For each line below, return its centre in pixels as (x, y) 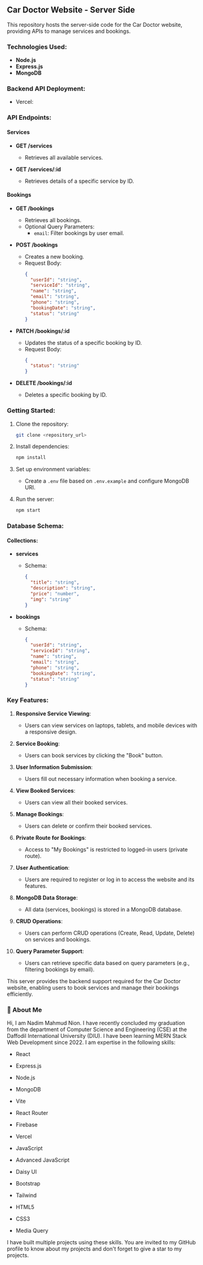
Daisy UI (26, 1172)
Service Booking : (38, 743)
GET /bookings (35, 208)
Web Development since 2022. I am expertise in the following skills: (91, 1042)
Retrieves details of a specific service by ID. (79, 181)
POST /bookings (37, 245)
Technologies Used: (37, 47)
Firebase (27, 1125)
